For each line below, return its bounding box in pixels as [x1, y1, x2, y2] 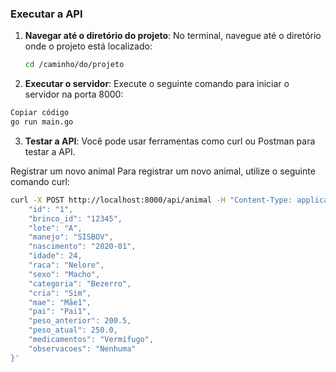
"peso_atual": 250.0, [28, 325, 118, 336]
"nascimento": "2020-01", [28, 242, 137, 252]
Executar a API [10, 7, 83, 21]
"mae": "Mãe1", [28, 297, 92, 307]
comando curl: [10, 175, 70, 187]
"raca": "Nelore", [28, 260, 105, 271]
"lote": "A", [28, 223, 83, 233]
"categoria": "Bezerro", [28, 278, 132, 289]
